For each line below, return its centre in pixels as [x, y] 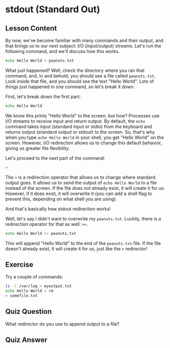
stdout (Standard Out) [53, 9]
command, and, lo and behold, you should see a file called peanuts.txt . [80, 76]
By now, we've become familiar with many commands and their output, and [84, 40]
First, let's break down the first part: [43, 96]
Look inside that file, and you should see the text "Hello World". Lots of [80, 81]
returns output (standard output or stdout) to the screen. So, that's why [80, 132]
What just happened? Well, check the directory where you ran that [75, 70]
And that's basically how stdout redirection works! [58, 209]
